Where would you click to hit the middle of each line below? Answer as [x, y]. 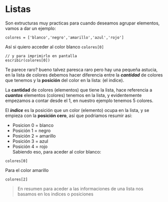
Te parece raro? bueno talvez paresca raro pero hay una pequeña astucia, [81, 69]
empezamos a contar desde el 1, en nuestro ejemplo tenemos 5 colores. [79, 100]
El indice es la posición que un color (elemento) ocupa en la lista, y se [77, 110]
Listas [18, 9]
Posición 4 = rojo [30, 146]
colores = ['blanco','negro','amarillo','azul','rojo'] [64, 37]
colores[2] [16, 179]
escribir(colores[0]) [28, 60]
